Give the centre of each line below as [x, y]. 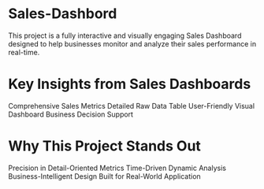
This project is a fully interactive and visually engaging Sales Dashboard [125, 35]
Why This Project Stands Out [104, 146]
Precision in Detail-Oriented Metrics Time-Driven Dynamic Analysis [117, 168]
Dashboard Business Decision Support [71, 114]
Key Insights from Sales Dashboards [130, 84]
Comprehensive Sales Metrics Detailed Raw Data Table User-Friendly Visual [131, 106]
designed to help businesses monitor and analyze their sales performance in [132, 43]
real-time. [24, 52]
